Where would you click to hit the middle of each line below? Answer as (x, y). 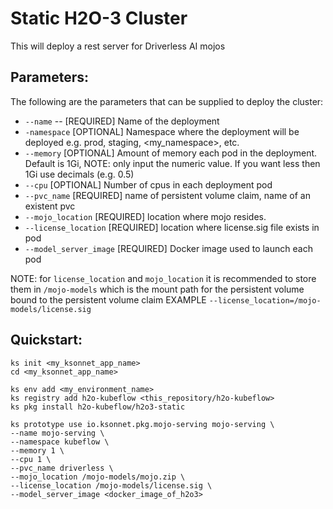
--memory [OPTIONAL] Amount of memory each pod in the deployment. (171, 153)
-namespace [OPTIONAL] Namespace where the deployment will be (162, 131)
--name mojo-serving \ (57, 433)
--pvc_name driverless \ (62, 468)
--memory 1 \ (37, 450)
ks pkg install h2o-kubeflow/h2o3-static (98, 407)
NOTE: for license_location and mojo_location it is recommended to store (163, 278)
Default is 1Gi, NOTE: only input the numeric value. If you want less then (172, 163)
